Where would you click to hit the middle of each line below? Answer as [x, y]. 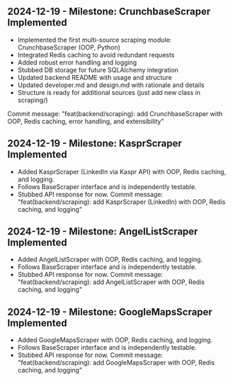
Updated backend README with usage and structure [95, 77]
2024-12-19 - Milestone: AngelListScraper [103, 232]
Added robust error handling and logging [77, 62]
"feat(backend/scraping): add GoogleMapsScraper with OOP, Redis [116, 363]
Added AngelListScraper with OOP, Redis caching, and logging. [110, 260]
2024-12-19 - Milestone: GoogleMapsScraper [110, 312]
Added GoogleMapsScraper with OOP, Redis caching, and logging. [115, 340]
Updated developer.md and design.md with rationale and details [111, 85]
